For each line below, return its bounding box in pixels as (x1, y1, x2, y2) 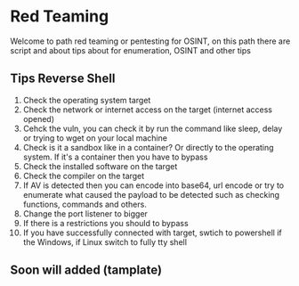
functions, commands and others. (22, 199, 148, 209)
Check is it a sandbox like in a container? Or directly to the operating (22, 142, 274, 152)
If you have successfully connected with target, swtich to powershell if (22, 227, 283, 238)
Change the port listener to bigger (22, 208, 148, 219)
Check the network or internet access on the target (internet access (22, 104, 273, 115)
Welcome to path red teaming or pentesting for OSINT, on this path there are (10, 36, 291, 46)
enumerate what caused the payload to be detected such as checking (22, 189, 279, 200)
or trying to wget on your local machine (22, 132, 168, 143)
